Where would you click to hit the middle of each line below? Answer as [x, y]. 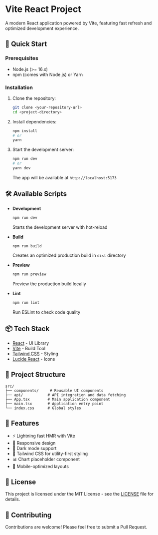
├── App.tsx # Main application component [58, 399]
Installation [19, 87]
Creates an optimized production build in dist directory [69, 255]
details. [13, 499]
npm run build [27, 246]
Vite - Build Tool [29, 349]
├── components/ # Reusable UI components [54, 391]
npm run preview [29, 274]
